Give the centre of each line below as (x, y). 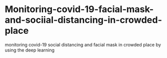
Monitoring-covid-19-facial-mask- (79, 9)
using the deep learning (30, 50)
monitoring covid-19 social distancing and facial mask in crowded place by (83, 44)
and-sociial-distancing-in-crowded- (83, 20)
